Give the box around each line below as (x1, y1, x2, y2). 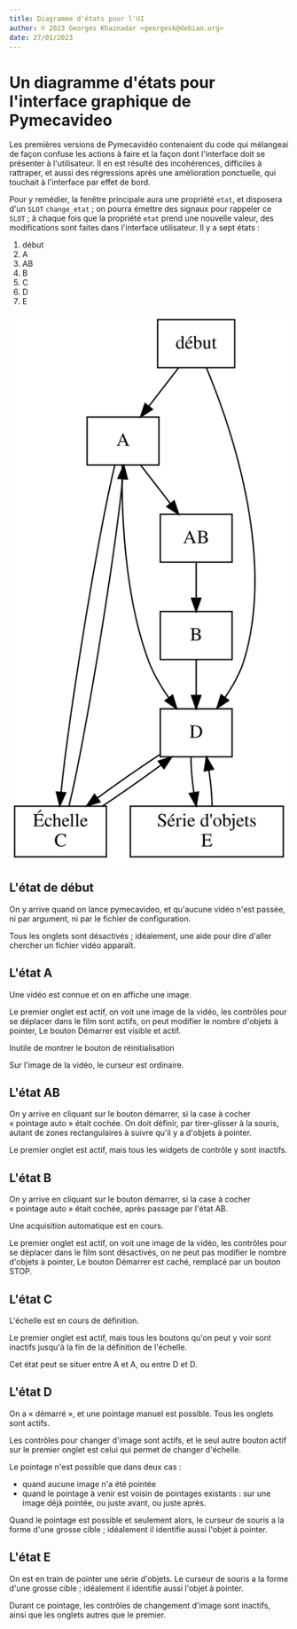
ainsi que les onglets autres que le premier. (9, 1609, 167, 1620)
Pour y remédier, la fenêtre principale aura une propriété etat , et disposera (9, 194, 283, 205)
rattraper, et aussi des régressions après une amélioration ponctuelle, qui (9, 168, 277, 178)
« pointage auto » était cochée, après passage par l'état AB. (9, 1203, 229, 1214)
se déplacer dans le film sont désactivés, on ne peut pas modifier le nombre (9, 1247, 286, 1258)
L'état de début (9, 881, 95, 896)
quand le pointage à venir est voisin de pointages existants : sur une (21, 1488, 271, 1499)
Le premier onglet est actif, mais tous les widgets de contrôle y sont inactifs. (9, 1145, 288, 1155)
